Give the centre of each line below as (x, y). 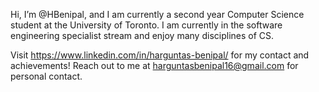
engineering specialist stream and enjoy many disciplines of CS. (142, 35)
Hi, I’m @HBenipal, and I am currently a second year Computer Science (157, 14)
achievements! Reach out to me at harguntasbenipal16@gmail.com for (154, 65)
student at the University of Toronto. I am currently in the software (146, 25)
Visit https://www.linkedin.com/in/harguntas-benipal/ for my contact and (160, 55)
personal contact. (46, 76)
